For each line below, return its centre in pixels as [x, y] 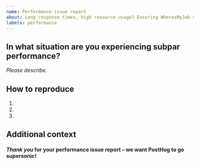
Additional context [41, 134]
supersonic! [21, 156]
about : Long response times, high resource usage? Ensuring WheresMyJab [98, 17]
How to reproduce [40, 89]
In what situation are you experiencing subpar [93, 47]
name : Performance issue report [46, 12]
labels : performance [32, 23]
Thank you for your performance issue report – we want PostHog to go [95, 150]
